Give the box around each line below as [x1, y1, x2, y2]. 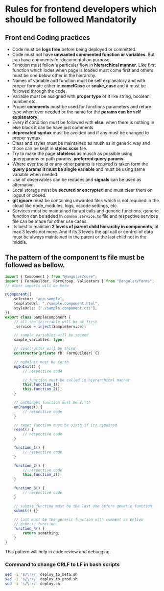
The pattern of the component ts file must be [5, 254, 144, 262]
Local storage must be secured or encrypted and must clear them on [12, 187, 153, 193]
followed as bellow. [5, 261, 65, 269]
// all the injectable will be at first [14, 319, 97, 324]
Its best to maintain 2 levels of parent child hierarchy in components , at [12, 224, 159, 229]
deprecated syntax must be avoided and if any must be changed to [12, 130, 149, 135]
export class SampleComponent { [5, 315, 71, 320]
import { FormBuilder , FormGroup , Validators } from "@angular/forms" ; [5, 279, 154, 283]
